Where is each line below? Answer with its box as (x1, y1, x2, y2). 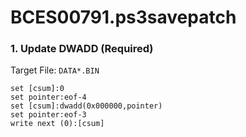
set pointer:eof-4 (10, 92, 87, 103)
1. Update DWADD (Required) (10, 42, 154, 56)
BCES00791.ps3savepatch (10, 6, 237, 29)
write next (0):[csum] (10, 119, 105, 129)
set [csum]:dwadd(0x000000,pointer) (10, 101, 163, 111)
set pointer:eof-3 (10, 110, 87, 120)
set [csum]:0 (10, 84, 65, 94)
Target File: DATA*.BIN (10, 64, 100, 76)
